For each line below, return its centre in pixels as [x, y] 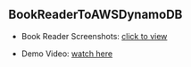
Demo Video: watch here [67, 54]
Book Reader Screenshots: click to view [94, 36]
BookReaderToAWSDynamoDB [95, 15]
